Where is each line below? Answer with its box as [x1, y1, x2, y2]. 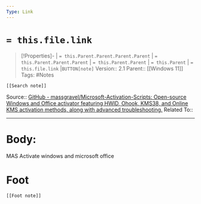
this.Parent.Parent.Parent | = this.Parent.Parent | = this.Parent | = [20, 58, 193, 66]
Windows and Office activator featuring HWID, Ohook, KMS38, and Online [6, 99, 188, 106]
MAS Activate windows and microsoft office [6, 152, 115, 159]
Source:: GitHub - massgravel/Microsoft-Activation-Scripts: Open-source [6, 93, 187, 101]
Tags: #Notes [20, 71, 54, 78]
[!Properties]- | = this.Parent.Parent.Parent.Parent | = [20, 52, 158, 59]
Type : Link [6, 8, 33, 15]
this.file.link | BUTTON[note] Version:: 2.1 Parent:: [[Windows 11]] [20, 65, 184, 72]
